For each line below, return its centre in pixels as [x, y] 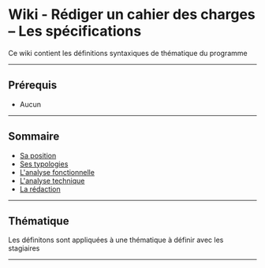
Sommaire [34, 137]
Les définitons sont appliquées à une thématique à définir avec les [116, 240]
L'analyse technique [52, 181]
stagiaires [24, 248]
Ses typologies [44, 164]
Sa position [38, 155]
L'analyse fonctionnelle [57, 172]
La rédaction [40, 189]
